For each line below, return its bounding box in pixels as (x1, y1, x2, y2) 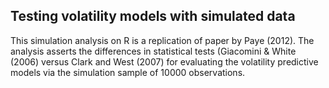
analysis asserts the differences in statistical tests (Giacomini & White (10, 45, 297, 57)
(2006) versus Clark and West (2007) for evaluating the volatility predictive (10, 55, 319, 68)
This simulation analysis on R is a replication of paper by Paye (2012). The (10, 34, 315, 46)
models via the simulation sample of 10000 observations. (10, 66, 246, 78)
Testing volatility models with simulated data (10, 8, 296, 25)
